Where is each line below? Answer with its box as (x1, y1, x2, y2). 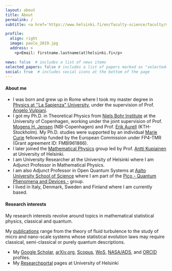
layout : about (5, 7, 36, 13)
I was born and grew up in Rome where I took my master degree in (12, 96, 154, 103)
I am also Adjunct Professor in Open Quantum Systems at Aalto (12, 168, 146, 174)
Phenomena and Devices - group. (12, 178, 84, 185)
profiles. (12, 254, 31, 260)
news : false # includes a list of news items (5, 60, 106, 65)
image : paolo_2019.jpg (10, 41, 58, 46)
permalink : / (5, 17, 33, 22)
